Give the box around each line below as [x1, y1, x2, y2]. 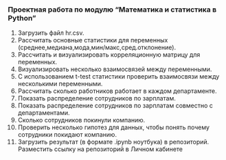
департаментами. [17, 109, 71, 117]
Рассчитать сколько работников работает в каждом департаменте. [17, 87, 217, 95]
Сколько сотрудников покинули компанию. [17, 116, 146, 124]
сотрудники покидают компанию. [17, 131, 117, 139]
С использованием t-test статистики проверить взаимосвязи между [17, 72, 220, 81]
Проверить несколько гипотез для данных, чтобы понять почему [17, 123, 210, 131]
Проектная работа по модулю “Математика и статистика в [8, 5, 217, 14]
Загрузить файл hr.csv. [17, 29, 84, 37]
